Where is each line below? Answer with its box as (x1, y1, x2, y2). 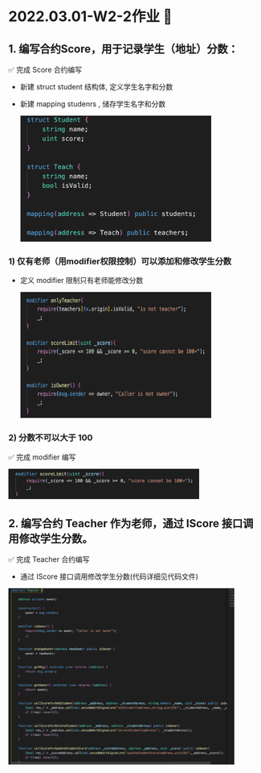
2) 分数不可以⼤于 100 (8, 432, 93, 443)
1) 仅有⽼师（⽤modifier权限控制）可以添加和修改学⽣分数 (8, 256, 232, 267)
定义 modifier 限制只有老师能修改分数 (19, 276, 144, 285)
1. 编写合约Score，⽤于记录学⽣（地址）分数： (8, 42, 239, 56)
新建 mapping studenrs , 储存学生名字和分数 (19, 99, 166, 109)
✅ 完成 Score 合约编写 (8, 65, 83, 74)
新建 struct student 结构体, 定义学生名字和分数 (19, 82, 173, 91)
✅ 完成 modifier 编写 (8, 452, 76, 462)
